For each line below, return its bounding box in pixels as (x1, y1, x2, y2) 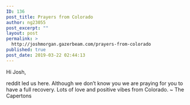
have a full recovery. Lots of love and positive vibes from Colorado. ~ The (6, 86, 184, 93)
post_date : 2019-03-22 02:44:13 (6, 52, 85, 58)
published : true (6, 47, 46, 53)
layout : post (6, 31, 38, 36)
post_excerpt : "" (6, 25, 49, 31)
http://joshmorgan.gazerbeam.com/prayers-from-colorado (11, 42, 151, 48)
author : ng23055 (6, 19, 46, 25)
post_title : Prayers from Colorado (6, 14, 94, 20)
